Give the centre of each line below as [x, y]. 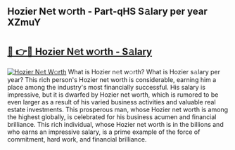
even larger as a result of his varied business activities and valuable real [112, 102]
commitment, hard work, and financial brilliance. [77, 139]
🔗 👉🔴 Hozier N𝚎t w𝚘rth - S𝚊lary [80, 52]
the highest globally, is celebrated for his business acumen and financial [112, 117]
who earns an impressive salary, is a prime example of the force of [104, 132]
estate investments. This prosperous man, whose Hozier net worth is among [118, 109]
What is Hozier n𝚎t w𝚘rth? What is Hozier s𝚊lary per [144, 72]
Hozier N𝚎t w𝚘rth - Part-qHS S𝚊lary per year [107, 12]
